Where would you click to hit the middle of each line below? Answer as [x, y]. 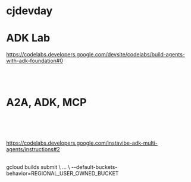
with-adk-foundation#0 [35, 61]
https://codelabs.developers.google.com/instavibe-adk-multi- [82, 143]
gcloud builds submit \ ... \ [38, 167]
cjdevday [29, 11]
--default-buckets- [94, 167]
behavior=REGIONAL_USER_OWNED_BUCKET [62, 174]
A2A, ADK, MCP [46, 103]
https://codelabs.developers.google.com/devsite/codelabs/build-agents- [96, 55]
